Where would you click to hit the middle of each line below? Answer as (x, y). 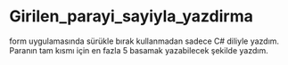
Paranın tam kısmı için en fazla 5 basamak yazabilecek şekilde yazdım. (139, 50)
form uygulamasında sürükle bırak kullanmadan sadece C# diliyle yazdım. (144, 41)
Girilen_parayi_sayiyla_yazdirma (132, 16)
